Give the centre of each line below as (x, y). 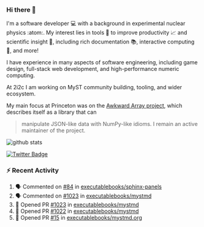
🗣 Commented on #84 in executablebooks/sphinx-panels (89, 187)
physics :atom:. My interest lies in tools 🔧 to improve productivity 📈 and (97, 32)
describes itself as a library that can (51, 112)
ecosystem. (21, 94)
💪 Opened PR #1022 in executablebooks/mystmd (77, 211)
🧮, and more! (22, 51)
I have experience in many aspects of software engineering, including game (102, 62)
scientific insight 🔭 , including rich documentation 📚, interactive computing (100, 42)
